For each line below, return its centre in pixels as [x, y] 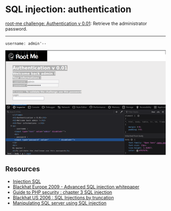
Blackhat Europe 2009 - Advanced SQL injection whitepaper [76, 187]
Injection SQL [27, 181]
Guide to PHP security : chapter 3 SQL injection [62, 192]
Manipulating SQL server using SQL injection [60, 203]
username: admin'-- [26, 43]
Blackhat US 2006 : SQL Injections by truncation [63, 197]
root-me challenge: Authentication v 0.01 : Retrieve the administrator [76, 23]
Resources [23, 169]
